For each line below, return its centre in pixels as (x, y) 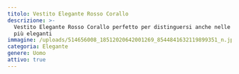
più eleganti (33, 33)
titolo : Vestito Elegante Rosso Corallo (68, 14)
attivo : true (27, 60)
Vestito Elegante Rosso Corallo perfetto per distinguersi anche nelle (122, 27)
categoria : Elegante (38, 47)
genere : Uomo (27, 54)
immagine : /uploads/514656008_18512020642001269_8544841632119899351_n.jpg (122, 40)
